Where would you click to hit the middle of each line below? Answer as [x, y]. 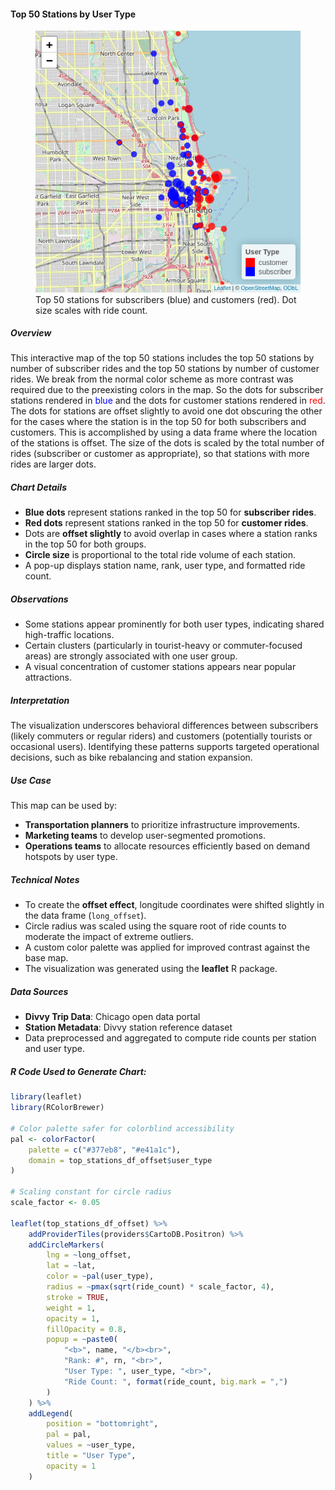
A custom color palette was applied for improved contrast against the [167, 947]
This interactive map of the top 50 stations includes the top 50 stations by [162, 358]
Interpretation [40, 701]
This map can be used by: [64, 806]
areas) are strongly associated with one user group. [131, 656]
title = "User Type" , [91, 1456]
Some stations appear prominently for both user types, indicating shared [174, 624]
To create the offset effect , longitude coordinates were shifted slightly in [174, 905]
